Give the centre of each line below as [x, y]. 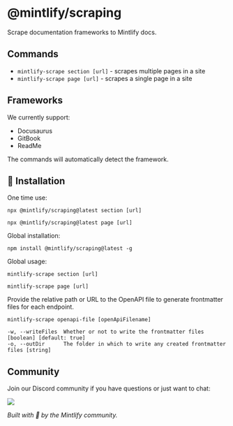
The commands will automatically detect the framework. [88, 159]
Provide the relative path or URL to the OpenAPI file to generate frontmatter [115, 300]
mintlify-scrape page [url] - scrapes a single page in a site [105, 78]
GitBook [29, 138]
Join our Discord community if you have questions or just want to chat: [109, 388]
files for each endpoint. [41, 307]
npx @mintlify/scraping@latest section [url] [74, 211]
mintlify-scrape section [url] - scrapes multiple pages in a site [111, 71]
